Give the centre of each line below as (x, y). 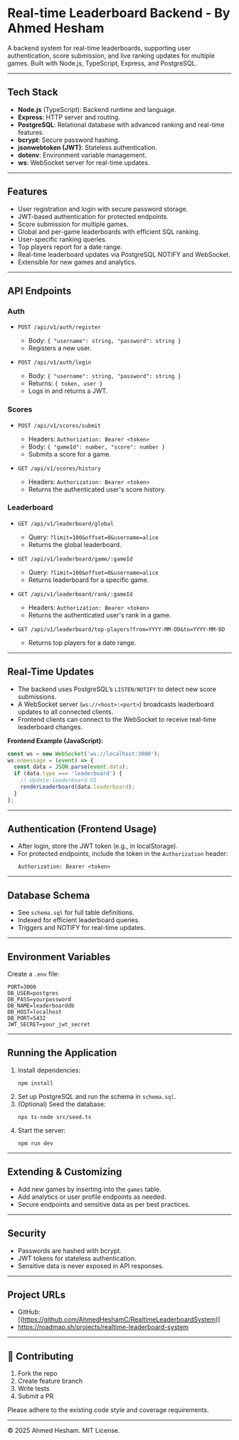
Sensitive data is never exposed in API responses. (91, 1266)
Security (27, 1234)
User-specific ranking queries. (62, 239)
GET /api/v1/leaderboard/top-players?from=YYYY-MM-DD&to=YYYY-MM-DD (121, 629)
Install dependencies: (49, 1070)
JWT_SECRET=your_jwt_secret (49, 1025)
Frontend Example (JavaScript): (55, 740)
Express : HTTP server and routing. (69, 117)
